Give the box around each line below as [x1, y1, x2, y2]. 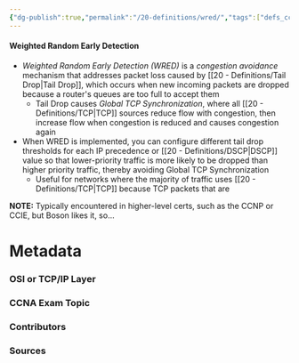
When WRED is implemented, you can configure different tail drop [21, 135, 264, 147]
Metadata [9, 241, 82, 262]
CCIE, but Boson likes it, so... [9, 210, 115, 221]
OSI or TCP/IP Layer [9, 272, 96, 285]
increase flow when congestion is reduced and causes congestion [35, 117, 279, 127]
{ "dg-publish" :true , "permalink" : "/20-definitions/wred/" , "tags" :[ [9, 12, 261, 22]
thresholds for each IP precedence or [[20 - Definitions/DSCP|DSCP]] [21, 145, 279, 156]
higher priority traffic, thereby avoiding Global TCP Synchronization [21, 164, 270, 174]
